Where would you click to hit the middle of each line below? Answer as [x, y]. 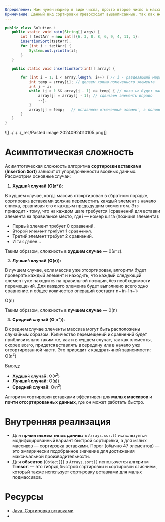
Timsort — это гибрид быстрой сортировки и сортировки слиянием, [84, 466]
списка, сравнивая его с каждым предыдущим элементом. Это [72, 206]
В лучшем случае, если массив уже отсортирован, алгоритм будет [76, 270]
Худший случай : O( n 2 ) [36, 376]
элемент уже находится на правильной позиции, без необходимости [78, 280]
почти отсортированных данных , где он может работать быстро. [75, 402]
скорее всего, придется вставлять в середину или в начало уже [73, 345]
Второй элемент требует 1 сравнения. [52, 231]
